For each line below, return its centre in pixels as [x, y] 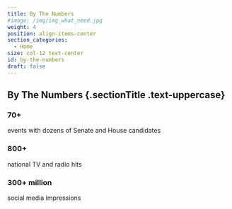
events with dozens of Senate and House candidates [84, 131]
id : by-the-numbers [36, 60]
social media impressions [44, 198]
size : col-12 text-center [45, 54]
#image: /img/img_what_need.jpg [55, 20]
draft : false [27, 66]
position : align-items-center [52, 34]
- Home [23, 47]
